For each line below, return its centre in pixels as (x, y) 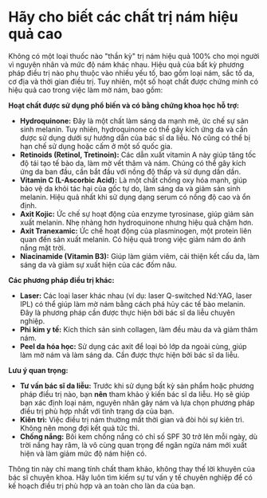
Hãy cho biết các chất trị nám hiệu (123, 17)
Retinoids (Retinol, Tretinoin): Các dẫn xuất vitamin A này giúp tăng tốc (138, 155)
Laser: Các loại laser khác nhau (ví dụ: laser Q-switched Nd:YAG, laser (136, 296)
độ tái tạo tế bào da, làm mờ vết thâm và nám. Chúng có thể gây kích (133, 163)
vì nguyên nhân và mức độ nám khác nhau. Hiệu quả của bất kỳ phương (126, 65)
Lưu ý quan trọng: (38, 370)
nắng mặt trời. (43, 248)
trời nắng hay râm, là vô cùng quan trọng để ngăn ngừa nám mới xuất (133, 445)
